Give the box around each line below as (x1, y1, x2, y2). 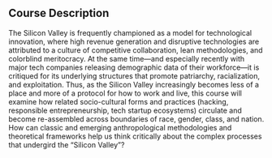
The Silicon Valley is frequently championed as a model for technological (8, 28, 253, 37)
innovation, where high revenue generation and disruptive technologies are (8, 36, 260, 46)
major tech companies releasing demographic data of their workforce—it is (8, 62, 260, 72)
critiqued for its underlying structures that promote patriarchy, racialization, (8, 70, 261, 80)
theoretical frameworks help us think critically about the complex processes (8, 131, 262, 141)
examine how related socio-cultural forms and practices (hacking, (8, 96, 229, 106)
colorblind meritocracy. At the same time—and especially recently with (8, 53, 245, 63)
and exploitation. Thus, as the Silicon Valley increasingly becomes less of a (8, 79, 260, 89)
